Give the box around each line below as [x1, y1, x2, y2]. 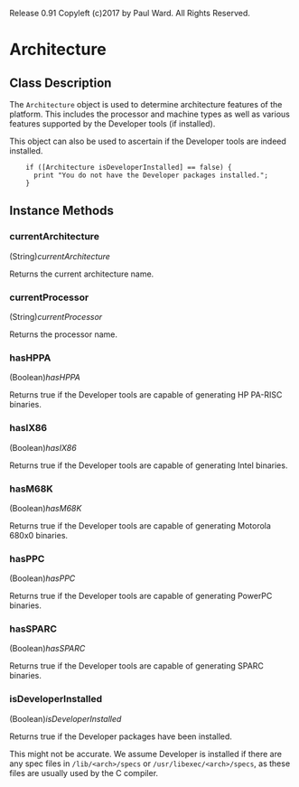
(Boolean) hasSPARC [9, 643, 86, 654]
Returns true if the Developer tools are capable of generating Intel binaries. [9, 460, 288, 471]
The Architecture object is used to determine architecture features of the [9, 99, 283, 109]
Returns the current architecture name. [9, 268, 154, 279]
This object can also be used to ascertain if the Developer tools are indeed [9, 136, 287, 146]
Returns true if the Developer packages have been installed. [9, 731, 233, 742]
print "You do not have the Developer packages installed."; [33, 171, 269, 180]
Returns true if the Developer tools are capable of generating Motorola [9, 520, 271, 531]
